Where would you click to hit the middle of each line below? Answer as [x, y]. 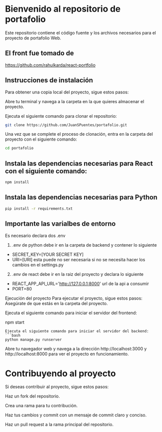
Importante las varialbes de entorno [60, 224]
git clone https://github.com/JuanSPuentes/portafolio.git [66, 125]
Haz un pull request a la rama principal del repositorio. [59, 425]
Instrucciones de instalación [49, 81]
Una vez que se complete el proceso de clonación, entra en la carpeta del [79, 134]
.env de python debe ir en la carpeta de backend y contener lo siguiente [84, 245]
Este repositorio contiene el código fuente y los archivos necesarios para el [81, 33]
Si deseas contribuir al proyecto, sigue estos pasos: [57, 387]
